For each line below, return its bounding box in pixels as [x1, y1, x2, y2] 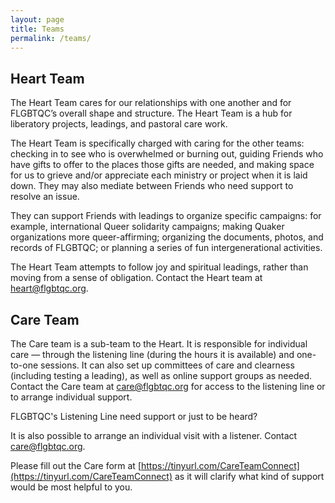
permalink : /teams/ [10, 33, 92, 43]
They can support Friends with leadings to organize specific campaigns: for [10, 210, 322, 222]
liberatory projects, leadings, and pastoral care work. [10, 118, 228, 130]
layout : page [10, 14, 65, 25]
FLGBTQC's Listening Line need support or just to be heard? [10, 411, 258, 422]
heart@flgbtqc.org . [10, 282, 89, 295]
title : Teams [10, 24, 65, 34]
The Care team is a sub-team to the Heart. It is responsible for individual [10, 338, 308, 350]
